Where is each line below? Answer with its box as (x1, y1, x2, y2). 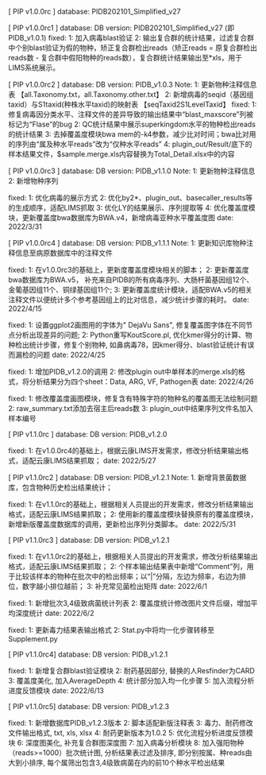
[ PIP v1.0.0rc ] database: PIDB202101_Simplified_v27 (8, 7, 181, 16)
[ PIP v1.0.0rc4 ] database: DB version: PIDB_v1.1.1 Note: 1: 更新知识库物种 (8, 238, 247, 247)
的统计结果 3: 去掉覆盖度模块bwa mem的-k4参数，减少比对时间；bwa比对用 (8, 130, 256, 138)
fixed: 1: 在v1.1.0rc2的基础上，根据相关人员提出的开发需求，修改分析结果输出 (8, 552, 258, 561)
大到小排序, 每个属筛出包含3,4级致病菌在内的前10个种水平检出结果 (8, 758, 225, 767)
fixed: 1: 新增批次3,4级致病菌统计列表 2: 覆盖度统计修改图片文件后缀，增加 (8, 599, 252, 607)
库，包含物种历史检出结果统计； (8, 482, 113, 492)
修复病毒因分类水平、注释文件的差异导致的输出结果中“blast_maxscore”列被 (8, 110, 254, 118)
